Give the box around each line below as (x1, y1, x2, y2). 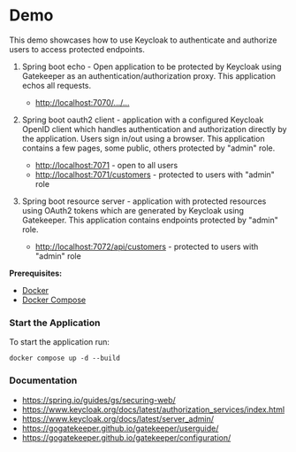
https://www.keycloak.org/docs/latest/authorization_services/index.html (21, 404, 285, 415)
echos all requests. (21, 80, 92, 90)
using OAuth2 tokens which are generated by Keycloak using (21, 205, 245, 215)
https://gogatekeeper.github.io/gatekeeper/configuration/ (21, 432, 231, 443)
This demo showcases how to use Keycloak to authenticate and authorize (9, 35, 277, 45)
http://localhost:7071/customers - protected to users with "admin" (34, 169, 276, 180)
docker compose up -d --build (9, 354, 121, 363)
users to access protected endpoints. (9, 43, 146, 54)
